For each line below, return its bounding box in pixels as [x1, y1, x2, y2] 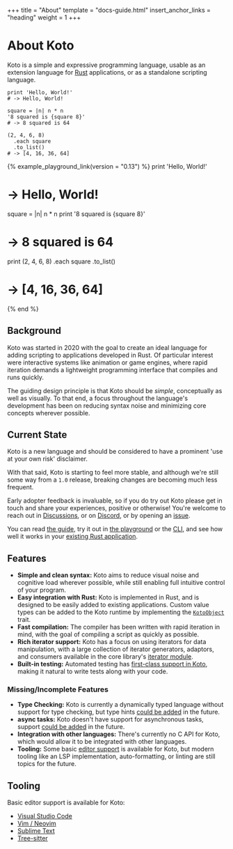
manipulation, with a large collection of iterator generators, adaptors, [17, 645, 214, 654]
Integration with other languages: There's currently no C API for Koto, [17, 730, 220, 738]
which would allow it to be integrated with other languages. [17, 737, 187, 746]
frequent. [7, 483, 34, 491]
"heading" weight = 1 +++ [7, 13, 81, 22]
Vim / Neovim [17, 819, 57, 828]
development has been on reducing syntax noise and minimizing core [7, 401, 207, 410]
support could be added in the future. [17, 723, 125, 731]
